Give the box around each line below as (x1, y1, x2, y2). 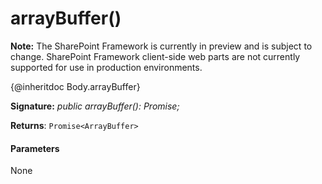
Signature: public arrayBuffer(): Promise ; (10, 100, 180, 112)
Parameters (10, 142, 60, 154)
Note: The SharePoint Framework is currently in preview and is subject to (10, 40, 313, 52)
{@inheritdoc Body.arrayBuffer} (10, 80, 141, 92)
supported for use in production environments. (10, 61, 203, 73)
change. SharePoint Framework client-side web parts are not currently (10, 50, 301, 62)
